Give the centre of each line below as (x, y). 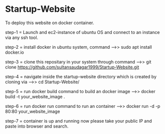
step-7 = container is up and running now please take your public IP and (79, 121)
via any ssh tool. (22, 37)
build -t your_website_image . (35, 97)
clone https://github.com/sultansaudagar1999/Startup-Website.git (72, 67)
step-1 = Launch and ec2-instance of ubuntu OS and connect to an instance (82, 32)
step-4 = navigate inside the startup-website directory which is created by (81, 76)
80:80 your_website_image (33, 111)
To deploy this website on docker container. (50, 23)
